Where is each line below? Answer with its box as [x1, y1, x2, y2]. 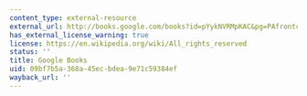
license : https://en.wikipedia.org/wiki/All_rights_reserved [9, 38, 248, 48]
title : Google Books [9, 56, 89, 65]
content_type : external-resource [9, 13, 137, 23]
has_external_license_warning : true [9, 30, 149, 39]
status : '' [9, 48, 51, 57]
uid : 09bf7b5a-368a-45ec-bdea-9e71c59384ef [9, 65, 178, 74]
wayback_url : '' [9, 73, 71, 82]
